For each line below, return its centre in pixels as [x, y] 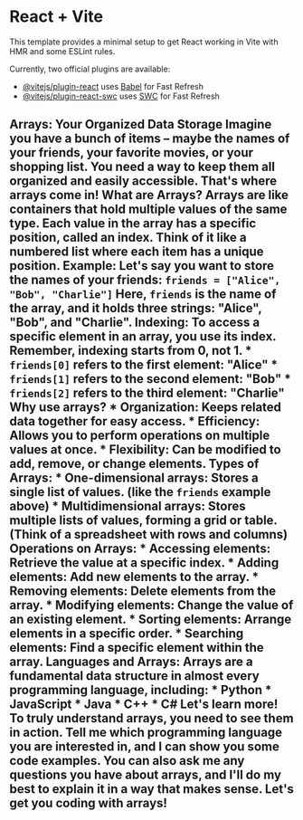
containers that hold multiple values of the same [148, 210]
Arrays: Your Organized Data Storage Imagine [141, 124]
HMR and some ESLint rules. [62, 51]
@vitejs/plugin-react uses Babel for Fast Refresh [113, 86]
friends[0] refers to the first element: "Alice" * [144, 365]
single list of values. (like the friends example [140, 492]
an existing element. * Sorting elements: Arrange [151, 620]
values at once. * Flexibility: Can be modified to [146, 450]
